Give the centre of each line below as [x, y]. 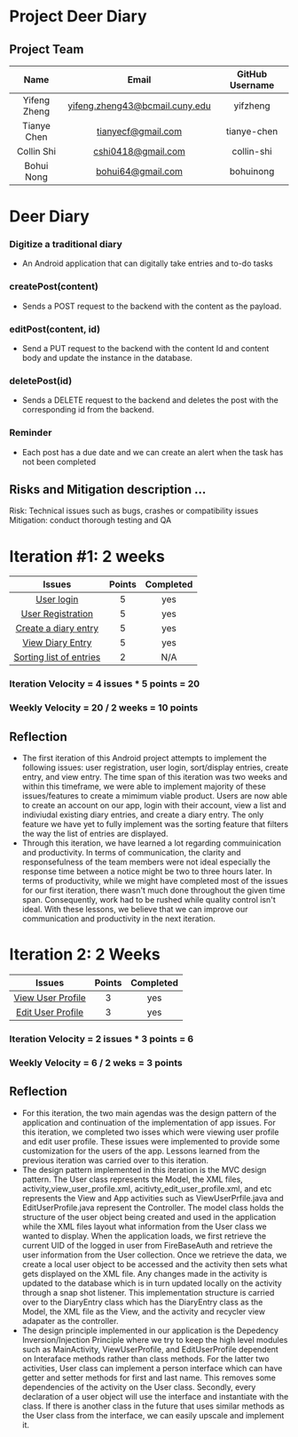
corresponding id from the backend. [88, 410]
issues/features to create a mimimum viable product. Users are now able [155, 796]
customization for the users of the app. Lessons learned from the [141, 1151]
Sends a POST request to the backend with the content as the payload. [152, 306]
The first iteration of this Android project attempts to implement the [145, 759]
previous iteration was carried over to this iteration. [115, 1160]
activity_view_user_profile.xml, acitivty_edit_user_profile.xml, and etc [147, 1188]
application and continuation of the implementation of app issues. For [149, 1122]
